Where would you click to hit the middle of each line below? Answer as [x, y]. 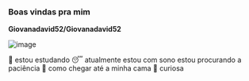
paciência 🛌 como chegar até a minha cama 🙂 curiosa [96, 68]
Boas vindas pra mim [50, 12]
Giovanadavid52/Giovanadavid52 [65, 29]
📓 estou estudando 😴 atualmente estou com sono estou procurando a [125, 60]
